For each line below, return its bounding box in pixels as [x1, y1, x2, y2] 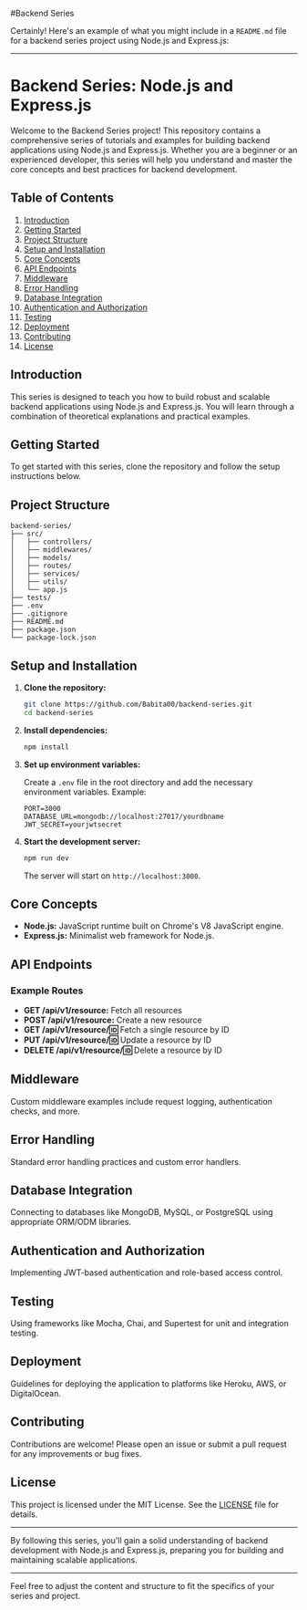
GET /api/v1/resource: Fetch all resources [23, 1005, 183, 1015]
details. [10, 1509, 38, 1520]
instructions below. [10, 471, 81, 482]
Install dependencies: [23, 724, 108, 735]
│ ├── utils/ [10, 577, 68, 587]
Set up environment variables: [23, 759, 141, 770]
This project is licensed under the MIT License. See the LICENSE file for [10, 1499, 280, 1510]
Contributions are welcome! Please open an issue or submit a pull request [10, 1439, 288, 1449]
